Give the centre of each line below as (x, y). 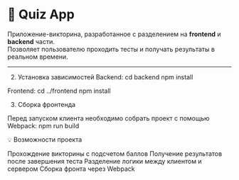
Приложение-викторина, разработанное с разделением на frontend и (115, 34)
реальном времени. (38, 57)
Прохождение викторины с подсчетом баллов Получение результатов (115, 153)
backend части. (31, 41)
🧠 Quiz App (41, 15)
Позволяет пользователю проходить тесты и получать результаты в (111, 49)
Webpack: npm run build (43, 125)
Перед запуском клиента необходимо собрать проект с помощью (108, 118)
